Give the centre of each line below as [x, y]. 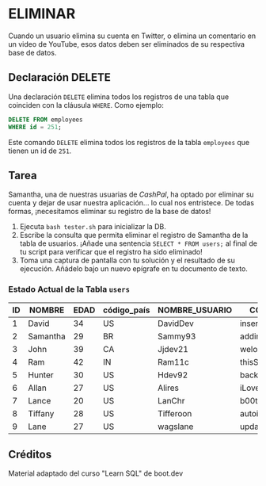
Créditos [30, 454]
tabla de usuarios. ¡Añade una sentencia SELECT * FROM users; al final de [138, 243]
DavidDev [176, 323]
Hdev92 [173, 375]
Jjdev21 [173, 349]
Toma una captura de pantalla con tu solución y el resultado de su [127, 260]
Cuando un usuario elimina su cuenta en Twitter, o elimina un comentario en [132, 36]
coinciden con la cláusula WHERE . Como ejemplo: [86, 105]
